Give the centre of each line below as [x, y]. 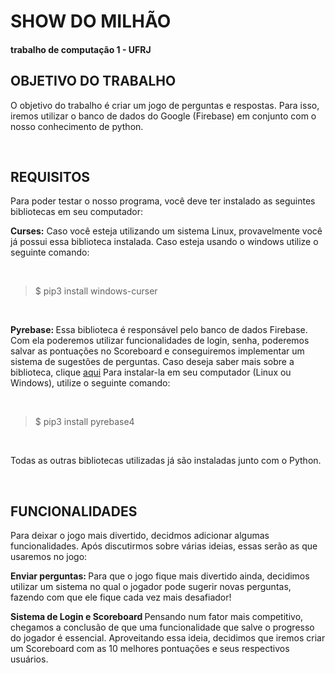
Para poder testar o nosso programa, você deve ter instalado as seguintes [163, 201]
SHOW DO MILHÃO [91, 21]
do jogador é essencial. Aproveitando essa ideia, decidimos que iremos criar [168, 638]
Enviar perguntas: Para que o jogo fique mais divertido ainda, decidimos [160, 576]
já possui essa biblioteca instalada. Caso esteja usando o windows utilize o [164, 242]
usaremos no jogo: [49, 557]
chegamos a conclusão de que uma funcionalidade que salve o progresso [162, 627]
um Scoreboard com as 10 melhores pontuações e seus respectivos [150, 649]
